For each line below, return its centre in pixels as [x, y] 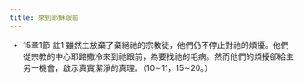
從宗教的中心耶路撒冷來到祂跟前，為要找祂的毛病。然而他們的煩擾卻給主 [158, 56]
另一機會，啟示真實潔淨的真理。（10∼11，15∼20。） [117, 67]
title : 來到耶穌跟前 [44, 18]
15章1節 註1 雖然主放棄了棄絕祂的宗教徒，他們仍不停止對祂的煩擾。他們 [156, 45]
